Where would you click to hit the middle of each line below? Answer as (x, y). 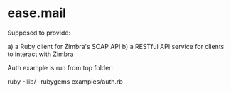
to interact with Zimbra (41, 54)
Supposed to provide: (39, 33)
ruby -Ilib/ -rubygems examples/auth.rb (65, 81)
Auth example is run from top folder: (60, 67)
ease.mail (37, 13)
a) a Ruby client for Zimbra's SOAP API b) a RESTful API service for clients (116, 46)
